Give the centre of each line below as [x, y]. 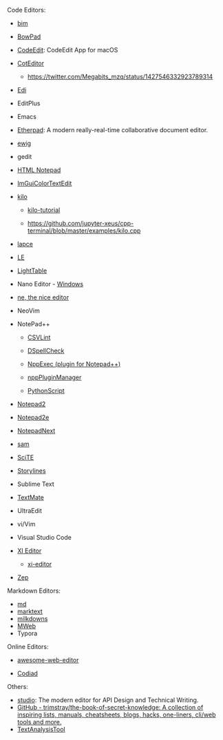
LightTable [32, 271]
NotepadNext [36, 431]
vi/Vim [26, 524]
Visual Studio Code [44, 537]
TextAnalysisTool [41, 729]
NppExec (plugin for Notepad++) [74, 364]
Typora [27, 633]
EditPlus [29, 103]
